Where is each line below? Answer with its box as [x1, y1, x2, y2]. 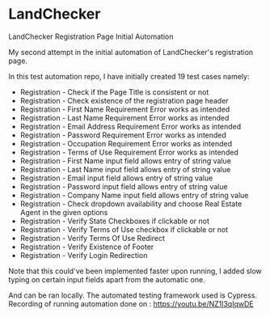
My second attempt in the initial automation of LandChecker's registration [8, 47, 254, 57]
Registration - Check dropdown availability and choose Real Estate [19, 199, 243, 209]
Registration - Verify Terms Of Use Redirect [19, 233, 166, 243]
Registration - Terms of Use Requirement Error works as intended [19, 147, 238, 157]
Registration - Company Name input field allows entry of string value [19, 190, 249, 200]
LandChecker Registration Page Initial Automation [8, 32, 174, 41]
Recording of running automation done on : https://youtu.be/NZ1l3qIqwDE [8, 298, 254, 308]
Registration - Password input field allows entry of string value [19, 181, 228, 191]
